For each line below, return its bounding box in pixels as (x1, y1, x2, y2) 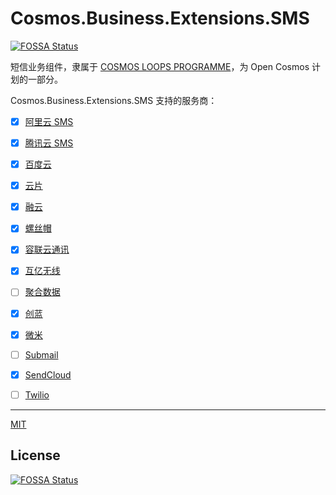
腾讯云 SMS (24, 137, 74, 149)
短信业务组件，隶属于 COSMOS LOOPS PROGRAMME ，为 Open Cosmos (10, 60, 310, 72)
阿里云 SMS (24, 115, 74, 127)
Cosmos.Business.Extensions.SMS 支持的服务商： (10, 94, 218, 106)
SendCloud (24, 368, 72, 381)
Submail (24, 348, 59, 361)
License (10, 447, 61, 464)
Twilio (24, 388, 50, 401)
